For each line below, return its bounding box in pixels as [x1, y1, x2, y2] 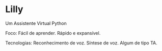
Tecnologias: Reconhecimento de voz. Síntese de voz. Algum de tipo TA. [5, 39, 157, 46]
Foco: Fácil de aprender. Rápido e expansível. [5, 30, 101, 36]
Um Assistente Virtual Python [5, 20, 67, 26]
